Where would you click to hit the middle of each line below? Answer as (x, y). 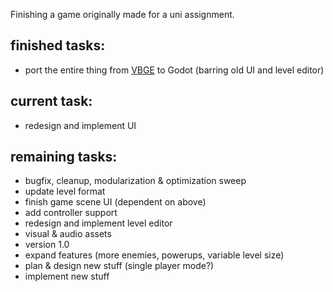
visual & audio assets (68, 234)
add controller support (71, 213)
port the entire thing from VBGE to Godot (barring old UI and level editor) (174, 70)
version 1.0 (47, 245)
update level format (65, 191)
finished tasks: (58, 45)
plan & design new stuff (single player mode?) (119, 266)
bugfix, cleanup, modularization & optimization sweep (135, 181)
